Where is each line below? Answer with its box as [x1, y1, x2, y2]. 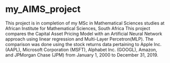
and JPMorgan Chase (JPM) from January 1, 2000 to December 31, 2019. [5, 51, 159, 58]
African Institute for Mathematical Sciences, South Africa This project [5, 25, 151, 31]
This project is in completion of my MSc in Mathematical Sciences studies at [5, 20, 165, 26]
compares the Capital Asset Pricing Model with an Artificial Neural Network [5, 30, 162, 36]
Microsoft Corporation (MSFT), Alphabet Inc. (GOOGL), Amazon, [22, 46, 157, 52]
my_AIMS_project [5, 3, 81, 15]
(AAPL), [5, 46, 22, 52]
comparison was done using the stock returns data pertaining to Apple [5, 41, 153, 47]
